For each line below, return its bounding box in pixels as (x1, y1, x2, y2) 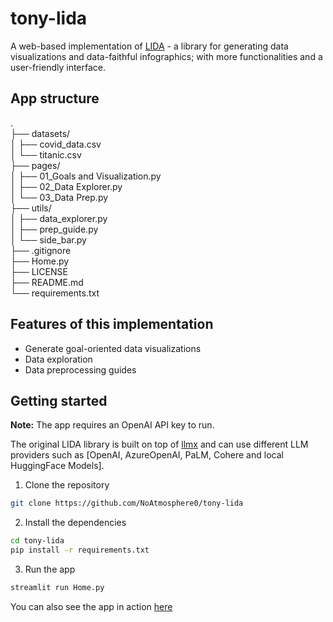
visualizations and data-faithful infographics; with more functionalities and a (10, 50, 323, 62)
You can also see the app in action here (10, 600, 173, 612)
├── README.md (10, 276, 84, 288)
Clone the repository (24, 479, 110, 491)
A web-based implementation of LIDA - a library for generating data (10, 40, 289, 52)
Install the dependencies (24, 517, 127, 529)
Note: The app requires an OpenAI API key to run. (10, 419, 215, 431)
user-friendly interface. (10, 61, 107, 73)
